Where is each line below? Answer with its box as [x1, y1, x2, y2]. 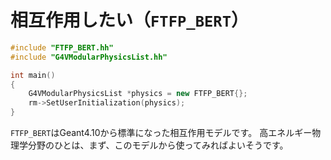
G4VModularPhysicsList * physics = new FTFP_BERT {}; [28, 89, 248, 99]
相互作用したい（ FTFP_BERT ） [10, 9, 249, 32]
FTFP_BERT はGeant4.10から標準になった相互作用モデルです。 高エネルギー [10, 127, 313, 139]
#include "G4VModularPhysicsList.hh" [10, 52, 168, 62]
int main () [10, 70, 56, 80]
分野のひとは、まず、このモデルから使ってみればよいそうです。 [27, 139, 289, 151]
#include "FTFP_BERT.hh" [10, 42, 114, 53]
